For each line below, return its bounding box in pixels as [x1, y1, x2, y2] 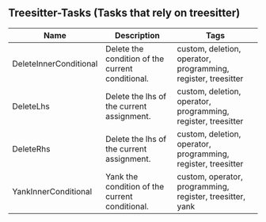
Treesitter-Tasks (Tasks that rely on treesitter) [8, 6, 241, 20]
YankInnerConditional [12, 186, 93, 197]
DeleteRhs [12, 143, 51, 154]
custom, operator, [177, 170, 244, 182]
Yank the [105, 170, 139, 182]
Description [114, 29, 160, 40]
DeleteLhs [12, 101, 50, 112]
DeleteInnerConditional [12, 58, 98, 69]
